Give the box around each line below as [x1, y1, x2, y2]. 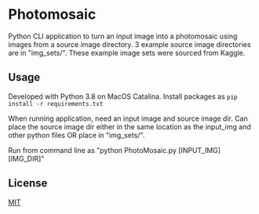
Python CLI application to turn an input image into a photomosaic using [8, 31, 238, 41]
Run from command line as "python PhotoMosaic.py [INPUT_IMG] [8, 145, 221, 154]
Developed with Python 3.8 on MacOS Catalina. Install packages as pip [8, 92, 238, 101]
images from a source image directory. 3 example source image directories [8, 39, 251, 49]
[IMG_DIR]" [8, 154, 45, 163]
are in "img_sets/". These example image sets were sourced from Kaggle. [8, 48, 246, 57]
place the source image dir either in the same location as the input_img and [8, 122, 251, 131]
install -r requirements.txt [8, 100, 104, 107]
